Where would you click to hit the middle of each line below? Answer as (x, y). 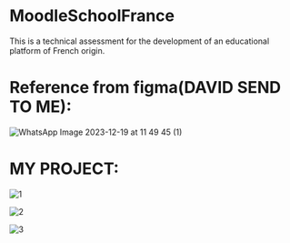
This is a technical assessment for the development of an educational (140, 41)
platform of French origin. (57, 50)
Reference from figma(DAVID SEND (145, 88)
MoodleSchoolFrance (92, 16)
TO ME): (41, 107)
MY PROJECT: (65, 169)
